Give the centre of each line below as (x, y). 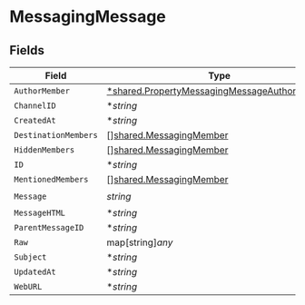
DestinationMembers (56, 135)
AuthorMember (42, 91)
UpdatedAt (35, 272)
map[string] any (140, 242)
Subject (30, 257)
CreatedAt (35, 120)
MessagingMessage (88, 17)
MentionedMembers (51, 179)
